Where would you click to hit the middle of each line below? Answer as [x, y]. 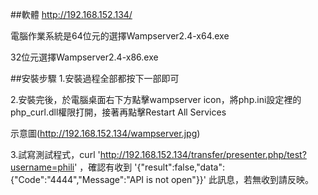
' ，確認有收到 [103, 167]
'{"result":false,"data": [179, 167]
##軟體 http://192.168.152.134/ [71, 14]
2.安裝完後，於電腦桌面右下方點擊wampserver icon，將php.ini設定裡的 [156, 99]
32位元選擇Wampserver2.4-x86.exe [84, 57]
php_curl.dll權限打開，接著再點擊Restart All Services [118, 112]
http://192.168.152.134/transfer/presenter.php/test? [203, 154]
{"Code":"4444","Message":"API [77, 179]
